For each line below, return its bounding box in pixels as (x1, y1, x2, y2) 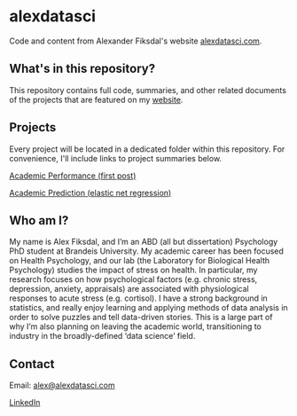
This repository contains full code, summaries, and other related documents (9, 84, 286, 95)
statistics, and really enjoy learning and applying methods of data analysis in (9, 302, 288, 313)
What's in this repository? (9, 61, 156, 76)
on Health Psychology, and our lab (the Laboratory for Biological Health (9, 255, 270, 266)
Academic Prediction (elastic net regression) (9, 187, 172, 198)
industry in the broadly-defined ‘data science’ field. (9, 331, 196, 341)
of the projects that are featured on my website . (9, 94, 184, 105)
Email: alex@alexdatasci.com (9, 380, 115, 391)
